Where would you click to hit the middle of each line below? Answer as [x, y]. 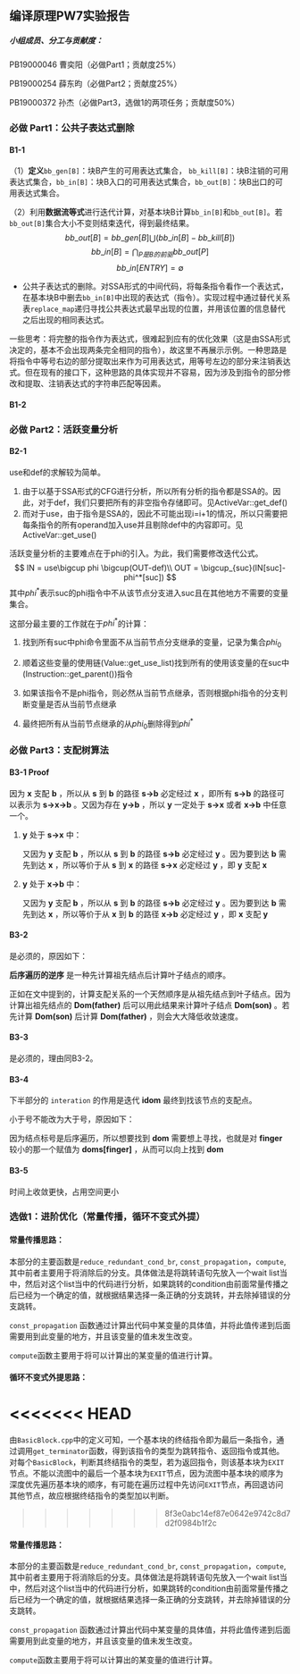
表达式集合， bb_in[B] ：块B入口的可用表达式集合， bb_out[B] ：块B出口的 [142, 182]
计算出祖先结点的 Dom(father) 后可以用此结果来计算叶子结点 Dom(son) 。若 [150, 1005]
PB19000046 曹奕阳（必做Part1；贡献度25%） [95, 64]
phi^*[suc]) [144, 577]
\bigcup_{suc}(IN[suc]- [243, 568]
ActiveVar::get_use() [59, 535]
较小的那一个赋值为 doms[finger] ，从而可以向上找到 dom [117, 1149]
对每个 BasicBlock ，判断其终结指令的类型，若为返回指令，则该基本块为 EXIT [147, 1462]
